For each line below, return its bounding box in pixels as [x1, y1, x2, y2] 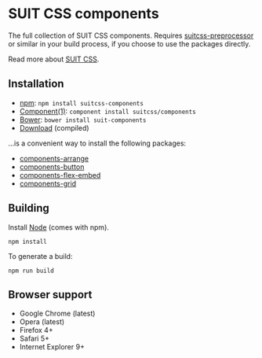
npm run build [8, 267, 55, 275]
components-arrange [19, 153, 89, 163]
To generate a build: [8, 251, 73, 260]
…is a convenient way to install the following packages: [8, 138, 187, 148]
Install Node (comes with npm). [8, 222, 110, 232]
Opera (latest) [19, 317, 65, 327]
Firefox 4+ [19, 326, 53, 335]
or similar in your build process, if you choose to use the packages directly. [8, 39, 251, 48]
